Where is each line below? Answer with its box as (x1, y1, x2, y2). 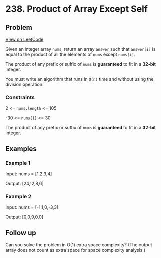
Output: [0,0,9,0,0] (5, 214, 44, 220)
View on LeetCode (5, 36, 44, 42)
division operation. (5, 81, 44, 87)
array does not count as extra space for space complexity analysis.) (5, 247, 146, 253)
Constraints (5, 94, 35, 101)
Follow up (5, 228, 36, 237)
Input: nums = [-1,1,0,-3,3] (5, 204, 59, 210)
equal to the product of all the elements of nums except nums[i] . (5, 51, 136, 57)
